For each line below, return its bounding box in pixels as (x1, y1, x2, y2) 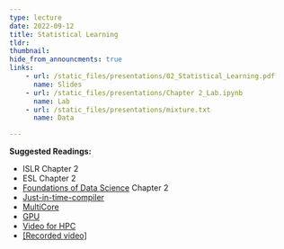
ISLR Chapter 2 (22, 164, 79, 174)
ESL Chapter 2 (22, 173, 76, 184)
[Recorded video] (22, 230, 87, 241)
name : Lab (32, 96, 70, 106)
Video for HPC (22, 221, 76, 232)
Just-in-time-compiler (22, 192, 105, 203)
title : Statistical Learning (9, 30, 119, 39)
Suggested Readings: (9, 146, 92, 157)
